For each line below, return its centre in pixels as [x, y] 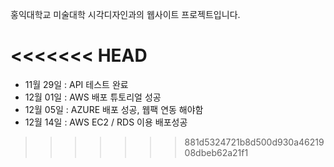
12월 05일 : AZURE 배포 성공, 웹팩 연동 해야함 [114, 109]
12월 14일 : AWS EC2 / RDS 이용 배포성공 [106, 122]
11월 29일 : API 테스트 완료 [76, 84]
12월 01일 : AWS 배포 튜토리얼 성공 [93, 97]
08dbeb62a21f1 [216, 152]
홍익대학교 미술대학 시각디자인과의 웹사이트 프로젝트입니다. [125, 14]
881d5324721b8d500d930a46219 [254, 142]
